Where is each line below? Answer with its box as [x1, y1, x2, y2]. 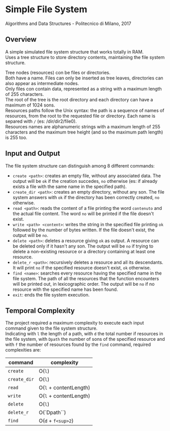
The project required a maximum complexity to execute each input [5, 320, 144, 326]
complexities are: [5, 347, 42, 353]
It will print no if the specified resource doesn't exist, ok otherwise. [12, 264, 151, 271]
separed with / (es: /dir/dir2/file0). [5, 118, 77, 124]
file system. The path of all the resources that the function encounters [12, 275, 159, 281]
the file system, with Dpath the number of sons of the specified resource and [5, 336, 165, 342]
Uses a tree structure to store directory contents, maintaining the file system [5, 54, 165, 60]
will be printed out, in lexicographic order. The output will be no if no [12, 281, 155, 287]
